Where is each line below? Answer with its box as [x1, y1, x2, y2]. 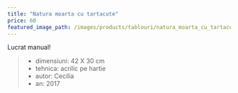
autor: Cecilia [35, 72, 74, 80]
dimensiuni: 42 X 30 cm [35, 57, 105, 65]
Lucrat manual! [7, 43, 51, 52]
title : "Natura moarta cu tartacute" [7, 10, 119, 18]
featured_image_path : [7, 23, 72, 31]
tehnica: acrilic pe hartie [35, 65, 106, 73]
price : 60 [7, 17, 37, 24]
